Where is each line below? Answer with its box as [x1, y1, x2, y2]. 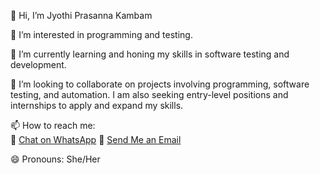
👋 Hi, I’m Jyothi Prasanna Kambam [10, 10, 153, 21]
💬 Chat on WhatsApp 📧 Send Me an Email [10, 134, 182, 145]
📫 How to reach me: [10, 120, 96, 131]
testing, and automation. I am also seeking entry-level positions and [10, 89, 289, 100]
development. [10, 59, 67, 70]
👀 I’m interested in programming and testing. [10, 29, 193, 40]
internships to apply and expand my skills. [10, 100, 184, 111]
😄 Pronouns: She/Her [10, 153, 101, 165]
